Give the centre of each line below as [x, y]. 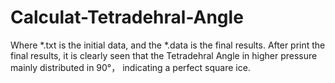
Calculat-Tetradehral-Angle [127, 17]
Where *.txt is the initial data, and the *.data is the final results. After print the [168, 45]
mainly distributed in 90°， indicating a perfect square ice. [130, 67]
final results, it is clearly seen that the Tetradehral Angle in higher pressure [164, 55]
